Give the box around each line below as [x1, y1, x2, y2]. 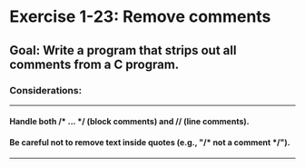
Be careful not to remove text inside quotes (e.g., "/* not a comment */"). [9, 137, 290, 148]
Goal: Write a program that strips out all [9, 43, 237, 58]
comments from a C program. [9, 56, 180, 72]
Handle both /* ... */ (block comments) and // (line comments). [9, 116, 250, 127]
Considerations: [9, 84, 83, 96]
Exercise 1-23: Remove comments [9, 6, 271, 27]
